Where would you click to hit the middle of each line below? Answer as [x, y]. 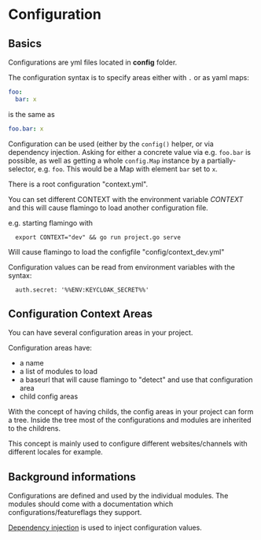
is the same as [31, 114]
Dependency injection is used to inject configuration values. [105, 527]
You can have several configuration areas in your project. [101, 332]
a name [32, 363]
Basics [25, 44]
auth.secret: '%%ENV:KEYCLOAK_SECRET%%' [82, 290]
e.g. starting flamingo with [50, 222]
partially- [222, 160]
